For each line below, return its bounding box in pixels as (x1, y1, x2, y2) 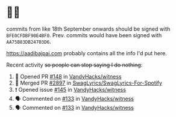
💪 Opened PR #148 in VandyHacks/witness (14, 73, 122, 80)
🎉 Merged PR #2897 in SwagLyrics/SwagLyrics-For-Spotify (14, 79, 163, 86)
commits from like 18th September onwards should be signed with (6, 25, 171, 32)
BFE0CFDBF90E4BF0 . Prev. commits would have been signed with (6, 31, 162, 38)
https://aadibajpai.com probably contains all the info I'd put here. (6, 49, 167, 56)
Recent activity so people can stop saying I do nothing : (6, 61, 143, 68)
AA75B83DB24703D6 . (6, 38, 51, 45)
